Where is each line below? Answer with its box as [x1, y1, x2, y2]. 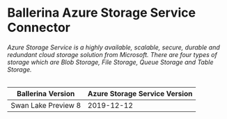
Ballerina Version [17, 89, 75, 99]
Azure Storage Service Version [87, 89, 193, 99]
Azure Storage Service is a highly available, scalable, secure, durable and [7, 43, 221, 51]
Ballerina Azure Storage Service [7, 5, 196, 21]
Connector [7, 19, 71, 35]
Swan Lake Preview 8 [10, 101, 81, 111]
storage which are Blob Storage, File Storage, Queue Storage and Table [7, 58, 214, 66]
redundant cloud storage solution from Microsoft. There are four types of [7, 50, 217, 58]
